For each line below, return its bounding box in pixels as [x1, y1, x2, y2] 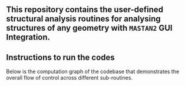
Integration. [6, 32, 51, 42]
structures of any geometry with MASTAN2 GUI [6, 23, 173, 33]
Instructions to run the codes [6, 52, 115, 62]
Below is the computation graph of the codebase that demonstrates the [6, 68, 180, 75]
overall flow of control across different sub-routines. [6, 74, 133, 81]
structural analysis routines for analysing [6, 14, 161, 24]
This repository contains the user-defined [6, 5, 164, 15]
